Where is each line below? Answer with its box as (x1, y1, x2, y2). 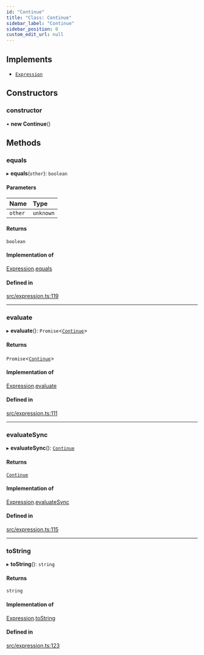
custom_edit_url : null (6, 32, 64, 38)
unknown (32, 210, 55, 216)
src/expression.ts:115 (6, 525, 59, 533)
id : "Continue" (6, 9, 45, 15)
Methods (6, 138, 41, 148)
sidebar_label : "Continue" (6, 20, 75, 26)
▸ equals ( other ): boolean (6, 170, 68, 177)
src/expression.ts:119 (6, 292, 59, 300)
